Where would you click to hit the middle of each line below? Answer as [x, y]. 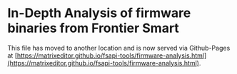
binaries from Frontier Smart [94, 28]
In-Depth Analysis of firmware [99, 13]
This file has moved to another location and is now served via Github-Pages [119, 48]
